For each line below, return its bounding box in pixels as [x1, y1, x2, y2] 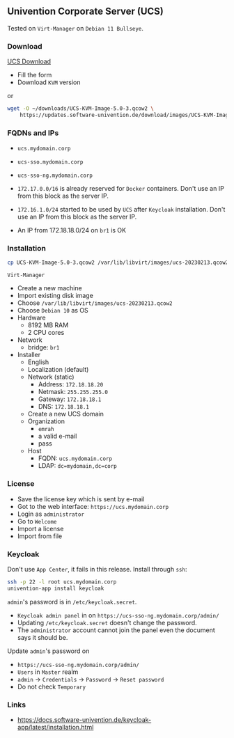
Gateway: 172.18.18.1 [38, 395, 102, 403]
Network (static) [27, 372, 75, 382]
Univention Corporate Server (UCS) [7, 6, 164, 17]
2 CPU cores [27, 329, 65, 337]
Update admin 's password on [7, 647, 90, 655]
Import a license [17, 524, 64, 533]
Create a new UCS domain [27, 410, 104, 418]
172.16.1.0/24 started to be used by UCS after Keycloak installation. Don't [17, 205, 226, 214]
